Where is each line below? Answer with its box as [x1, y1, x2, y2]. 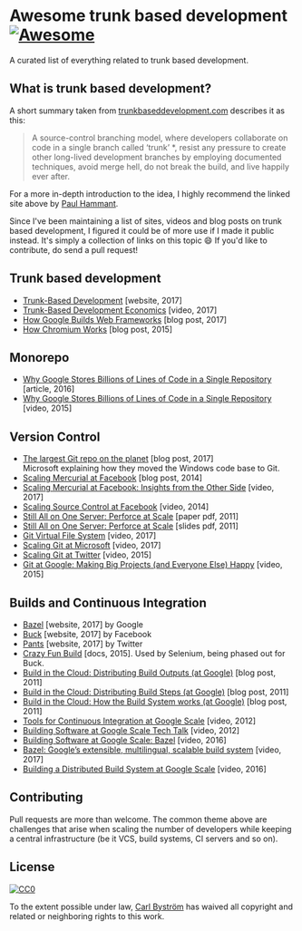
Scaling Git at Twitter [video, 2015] [22, 549, 152, 560]
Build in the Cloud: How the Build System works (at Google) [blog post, [22, 696, 287, 707]
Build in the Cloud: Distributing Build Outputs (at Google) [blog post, [22, 667, 277, 678]
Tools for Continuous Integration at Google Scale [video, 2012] [22, 715, 257, 726]
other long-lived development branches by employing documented [31, 151, 282, 162]
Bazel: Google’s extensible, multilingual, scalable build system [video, [22, 744, 282, 755]
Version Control [9, 429, 101, 444]
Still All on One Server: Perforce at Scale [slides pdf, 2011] [22, 520, 239, 531]
